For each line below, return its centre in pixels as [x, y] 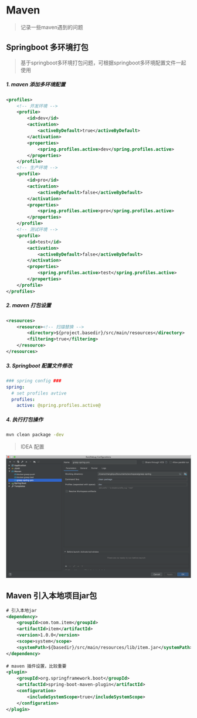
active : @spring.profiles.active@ [59, 406]
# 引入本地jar [21, 610]
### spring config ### [34, 381]
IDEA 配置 [32, 447]
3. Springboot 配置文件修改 [39, 365]
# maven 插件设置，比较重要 [36, 666]
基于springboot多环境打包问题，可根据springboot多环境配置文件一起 [103, 63]
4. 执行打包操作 [25, 419]
